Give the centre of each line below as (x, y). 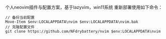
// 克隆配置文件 (20, 27)
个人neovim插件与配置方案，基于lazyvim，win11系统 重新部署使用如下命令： (84, 7)
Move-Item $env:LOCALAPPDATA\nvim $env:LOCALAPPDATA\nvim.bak (72, 22)
